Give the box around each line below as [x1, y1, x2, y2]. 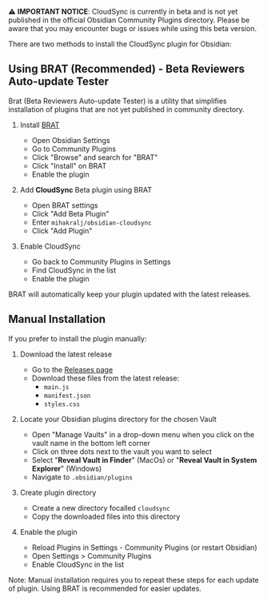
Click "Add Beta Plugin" [31, 209, 110, 218]
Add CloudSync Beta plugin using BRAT [19, 185, 153, 194]
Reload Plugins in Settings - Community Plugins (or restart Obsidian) [31, 543, 257, 552]
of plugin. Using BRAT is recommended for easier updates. [8, 583, 202, 593]
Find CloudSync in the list [31, 265, 117, 275]
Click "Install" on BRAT [31, 161, 107, 170]
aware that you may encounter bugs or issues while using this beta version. [8, 24, 257, 33]
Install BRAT [19, 120, 60, 129]
